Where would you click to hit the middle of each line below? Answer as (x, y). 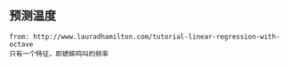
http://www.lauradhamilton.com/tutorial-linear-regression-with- (156, 37)
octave (21, 44)
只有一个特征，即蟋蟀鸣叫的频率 (59, 54)
